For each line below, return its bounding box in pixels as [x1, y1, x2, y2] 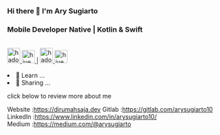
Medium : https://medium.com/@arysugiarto [7, 120, 132, 128]
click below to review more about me [7, 92, 112, 101]
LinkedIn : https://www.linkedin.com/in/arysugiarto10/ [7, 113, 157, 121]
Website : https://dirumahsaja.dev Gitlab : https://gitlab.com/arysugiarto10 [7, 105, 213, 114]
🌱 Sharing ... [16, 79, 50, 87]
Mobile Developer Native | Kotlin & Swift [7, 24, 143, 34]
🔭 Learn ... [16, 72, 45, 80]
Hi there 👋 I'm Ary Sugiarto [7, 6, 98, 16]
